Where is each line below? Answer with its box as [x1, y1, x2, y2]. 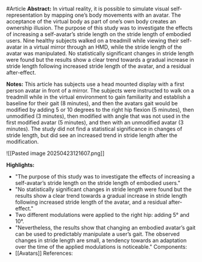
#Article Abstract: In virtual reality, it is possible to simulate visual [6, 5, 170, 12]
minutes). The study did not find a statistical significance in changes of [6, 126, 183, 132]
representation [6, 11, 43, 19]
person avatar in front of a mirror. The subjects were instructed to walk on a [6, 87, 194, 94]
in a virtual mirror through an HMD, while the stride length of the [23, 43, 182, 50]
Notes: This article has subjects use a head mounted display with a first [6, 81, 185, 88]
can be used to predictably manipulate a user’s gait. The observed [14, 231, 180, 237]
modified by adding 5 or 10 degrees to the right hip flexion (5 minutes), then [6, 106, 194, 113]
